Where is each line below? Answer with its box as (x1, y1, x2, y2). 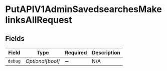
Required (65, 49, 87, 56)
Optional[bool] (25, 58, 60, 64)
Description (92, 49, 120, 56)
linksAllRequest (5, 14, 73, 26)
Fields (5, 34, 25, 43)
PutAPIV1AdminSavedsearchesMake (5, 4, 162, 15)
